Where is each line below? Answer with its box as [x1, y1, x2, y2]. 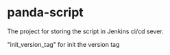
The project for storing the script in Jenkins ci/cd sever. [7, 27, 165, 35]
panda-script [7, 5, 84, 20]
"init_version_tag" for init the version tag [7, 40, 120, 48]
